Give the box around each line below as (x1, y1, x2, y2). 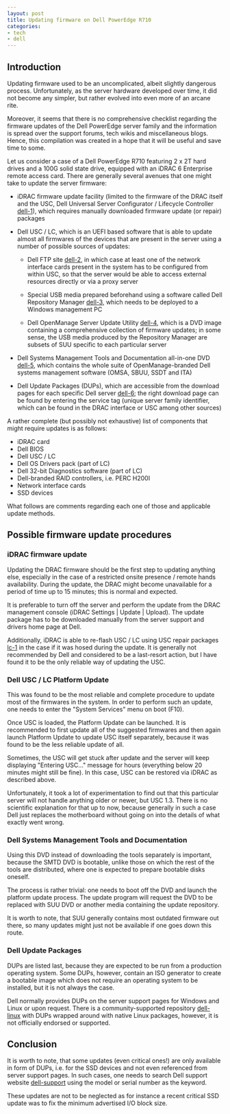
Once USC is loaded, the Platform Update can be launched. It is (7, 718, 186, 726)
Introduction (7, 61, 62, 73)
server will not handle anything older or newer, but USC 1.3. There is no (7, 796, 208, 804)
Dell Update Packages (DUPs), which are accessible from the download (16, 381, 220, 390)
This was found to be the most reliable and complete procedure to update (7, 690, 215, 698)
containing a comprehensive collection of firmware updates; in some (27, 326, 221, 334)
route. (7, 928, 24, 937)
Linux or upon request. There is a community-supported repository (7, 1004, 196, 1012)
